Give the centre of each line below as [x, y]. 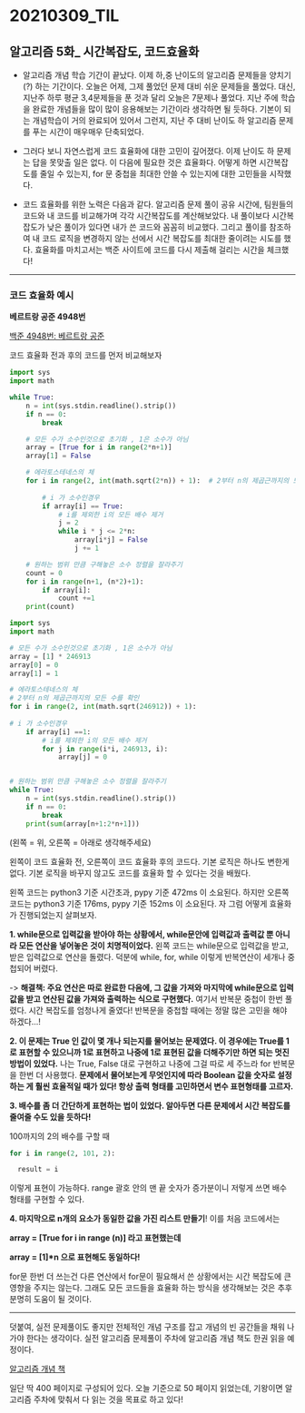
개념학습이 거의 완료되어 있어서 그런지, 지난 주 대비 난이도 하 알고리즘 [154, 120]
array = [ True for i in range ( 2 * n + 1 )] [99, 447]
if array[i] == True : [83, 506]
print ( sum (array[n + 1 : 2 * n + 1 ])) [83, 824]
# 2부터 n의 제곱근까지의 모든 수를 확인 [74, 698]
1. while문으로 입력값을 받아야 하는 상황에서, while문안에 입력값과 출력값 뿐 [142, 934]
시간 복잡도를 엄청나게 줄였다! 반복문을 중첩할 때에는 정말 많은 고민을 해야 [158, 1010]
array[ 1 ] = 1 [34, 673]
